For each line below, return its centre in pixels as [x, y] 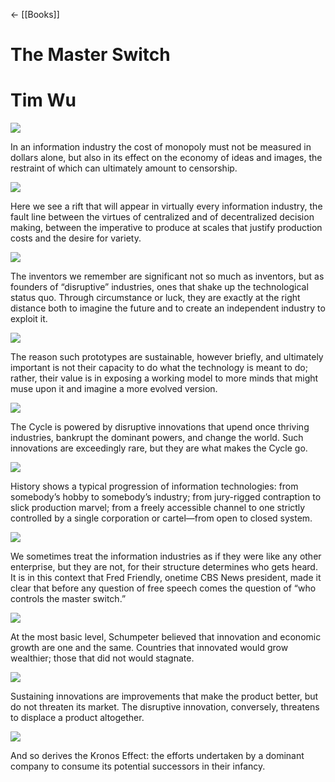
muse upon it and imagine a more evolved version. [114, 389]
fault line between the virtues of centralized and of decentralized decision [162, 217]
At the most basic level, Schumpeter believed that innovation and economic [166, 637]
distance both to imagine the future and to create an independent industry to [168, 308]
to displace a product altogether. [77, 718]
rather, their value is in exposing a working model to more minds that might [164, 378]
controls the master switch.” [68, 599]
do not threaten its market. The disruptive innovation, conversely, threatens [165, 707]
